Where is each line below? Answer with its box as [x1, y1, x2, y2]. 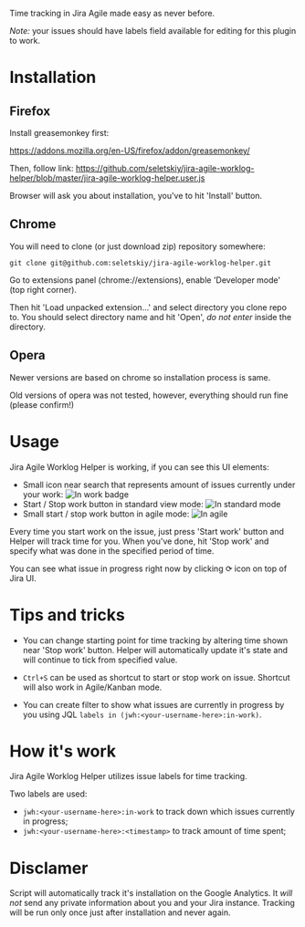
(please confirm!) [9, 399, 75, 410]
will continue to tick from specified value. [22, 654, 178, 665]
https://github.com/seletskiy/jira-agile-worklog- [75, 163, 255, 173]
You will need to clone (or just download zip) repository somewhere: [9, 241, 267, 252]
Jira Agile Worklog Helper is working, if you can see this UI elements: [9, 461, 269, 473]
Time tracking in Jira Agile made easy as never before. [9, 8, 216, 18]
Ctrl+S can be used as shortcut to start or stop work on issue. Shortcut [22, 672, 290, 682]
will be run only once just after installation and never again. [9, 907, 231, 918]
